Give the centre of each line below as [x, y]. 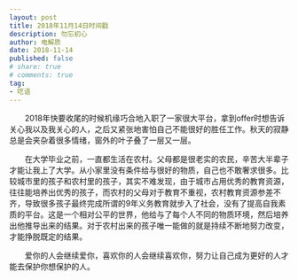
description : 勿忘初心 [48, 34]
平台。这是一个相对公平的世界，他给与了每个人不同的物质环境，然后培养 [157, 214]
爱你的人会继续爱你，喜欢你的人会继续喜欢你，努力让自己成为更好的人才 [157, 255]
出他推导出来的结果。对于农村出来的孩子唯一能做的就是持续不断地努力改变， [149, 225]
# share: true [35, 67]
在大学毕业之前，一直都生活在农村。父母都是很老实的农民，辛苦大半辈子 [157, 159]
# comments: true [41, 75]
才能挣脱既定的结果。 [48, 237]
